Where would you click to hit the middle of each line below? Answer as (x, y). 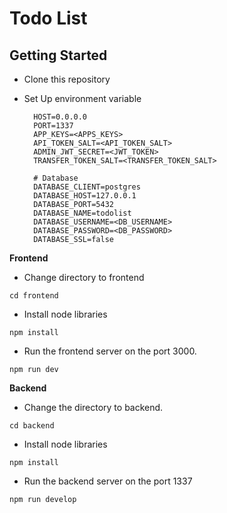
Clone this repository (67, 79)
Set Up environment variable (82, 98)
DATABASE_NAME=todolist (82, 213)
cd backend (32, 426)
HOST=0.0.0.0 (60, 117)
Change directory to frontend (84, 277)
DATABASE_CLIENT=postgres (87, 187)
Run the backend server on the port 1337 (108, 481)
